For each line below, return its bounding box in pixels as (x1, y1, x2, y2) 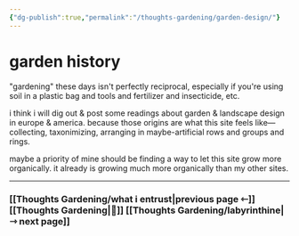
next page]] (19, 216, 70, 228)
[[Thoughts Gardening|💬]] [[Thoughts (9, 204, 176, 216)
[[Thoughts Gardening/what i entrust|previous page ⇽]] (9, 193, 255, 206)
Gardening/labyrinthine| (177, 204, 285, 216)
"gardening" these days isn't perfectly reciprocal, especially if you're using (9, 81, 284, 92)
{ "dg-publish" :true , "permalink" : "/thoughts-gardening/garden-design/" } (9, 12, 280, 22)
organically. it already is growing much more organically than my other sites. (9, 162, 289, 174)
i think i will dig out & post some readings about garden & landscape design (9, 108, 285, 118)
